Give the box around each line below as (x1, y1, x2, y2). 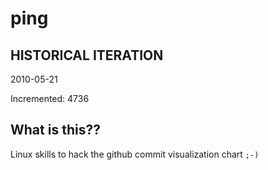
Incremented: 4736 (10, 93, 90, 104)
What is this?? (10, 122, 101, 139)
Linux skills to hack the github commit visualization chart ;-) (10, 148, 260, 160)
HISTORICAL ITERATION (10, 47, 164, 64)
